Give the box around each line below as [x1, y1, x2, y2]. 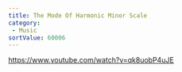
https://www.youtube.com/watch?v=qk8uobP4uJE [8, 55, 175, 65]
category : [8, 19, 41, 27]
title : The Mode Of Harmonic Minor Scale [8, 11, 148, 20]
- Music [11, 26, 37, 34]
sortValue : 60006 [8, 33, 66, 42]
